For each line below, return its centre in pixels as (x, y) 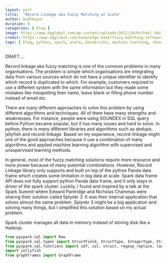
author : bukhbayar (24, 19)
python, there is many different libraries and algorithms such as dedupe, (79, 129)
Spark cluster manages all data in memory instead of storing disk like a (78, 222)
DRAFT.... (15, 56)
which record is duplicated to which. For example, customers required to (80, 82)
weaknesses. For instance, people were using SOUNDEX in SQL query (77, 118)
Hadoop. (14, 228)
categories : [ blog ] (28, 28)
